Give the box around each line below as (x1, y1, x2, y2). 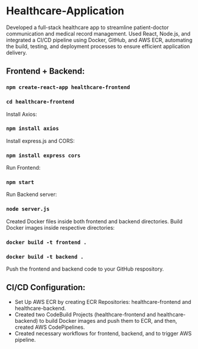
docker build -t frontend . (6, 239, 87, 246)
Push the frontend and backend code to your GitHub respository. (6, 265, 164, 272)
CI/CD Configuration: (6, 283, 86, 293)
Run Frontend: (6, 164, 41, 172)
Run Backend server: (6, 191, 57, 198)
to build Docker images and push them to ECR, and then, (39, 317, 177, 324)
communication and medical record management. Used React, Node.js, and (6, 30, 191, 37)
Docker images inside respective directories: (6, 224, 115, 231)
